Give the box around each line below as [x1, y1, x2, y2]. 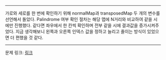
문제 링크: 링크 [5, 50, 33, 55]
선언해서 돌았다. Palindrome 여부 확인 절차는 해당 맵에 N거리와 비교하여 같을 [5, 17, 153, 22]
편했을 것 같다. [15, 35, 43, 40]
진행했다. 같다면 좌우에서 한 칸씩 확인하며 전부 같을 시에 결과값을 [14, 22, 138, 28]
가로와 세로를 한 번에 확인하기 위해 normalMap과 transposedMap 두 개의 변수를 [5, 10, 161, 16]
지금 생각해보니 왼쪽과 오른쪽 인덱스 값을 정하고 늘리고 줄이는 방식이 [15, 29, 146, 34]
